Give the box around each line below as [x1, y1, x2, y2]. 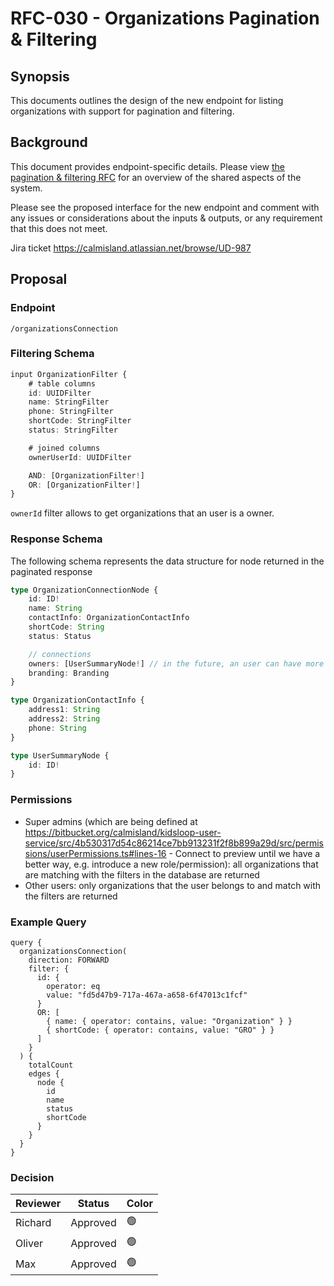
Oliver [15, 1236, 44, 1250]
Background [10, 134, 88, 151]
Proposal [10, 271, 68, 288]
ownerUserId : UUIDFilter [28, 452, 132, 462]
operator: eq [46, 981, 101, 991]
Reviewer [15, 1197, 62, 1211]
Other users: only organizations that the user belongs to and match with [24, 879, 322, 891]
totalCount [28, 1060, 74, 1070]
